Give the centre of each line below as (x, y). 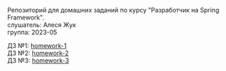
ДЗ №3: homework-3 (38, 61)
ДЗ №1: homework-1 (37, 46)
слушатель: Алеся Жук (42, 25)
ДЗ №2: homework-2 (38, 53)
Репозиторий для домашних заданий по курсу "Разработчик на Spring (113, 10)
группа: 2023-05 (32, 32)
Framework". (26, 17)
